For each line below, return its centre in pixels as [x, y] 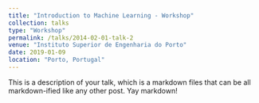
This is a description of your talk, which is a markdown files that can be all [129, 82]
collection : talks [39, 23]
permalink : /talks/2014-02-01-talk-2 [71, 38]
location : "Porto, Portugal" [57, 60]
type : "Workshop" [37, 30]
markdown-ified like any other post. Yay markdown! [93, 90]
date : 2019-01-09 [37, 52]
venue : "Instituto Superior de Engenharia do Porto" [98, 45]
